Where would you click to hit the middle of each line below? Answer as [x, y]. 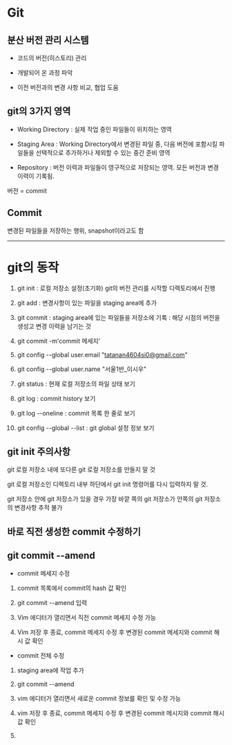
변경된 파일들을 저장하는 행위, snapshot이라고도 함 [76, 231]
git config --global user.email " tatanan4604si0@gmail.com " [102, 354]
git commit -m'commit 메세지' [59, 341]
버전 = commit [27, 190]
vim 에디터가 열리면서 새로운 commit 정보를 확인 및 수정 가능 [99, 698]
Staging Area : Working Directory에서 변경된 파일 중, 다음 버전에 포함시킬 [117, 144]
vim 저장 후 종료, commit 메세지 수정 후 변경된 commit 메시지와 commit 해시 [120, 713]
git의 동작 [33, 267]
